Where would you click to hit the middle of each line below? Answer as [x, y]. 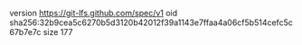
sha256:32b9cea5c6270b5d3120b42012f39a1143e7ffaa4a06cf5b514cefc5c [151, 22]
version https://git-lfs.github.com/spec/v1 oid [94, 13]
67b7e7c [25, 32]
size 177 [58, 32]
